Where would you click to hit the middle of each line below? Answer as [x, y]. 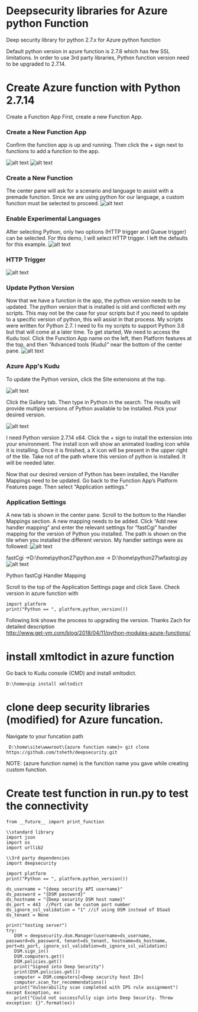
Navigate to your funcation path [45, 736]
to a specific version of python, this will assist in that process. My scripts [95, 319]
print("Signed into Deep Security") [59, 966]
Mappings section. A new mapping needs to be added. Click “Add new [92, 521]
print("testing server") [37, 925]
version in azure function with [42, 593]
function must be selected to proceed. [53, 203]
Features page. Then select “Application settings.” [67, 487]
